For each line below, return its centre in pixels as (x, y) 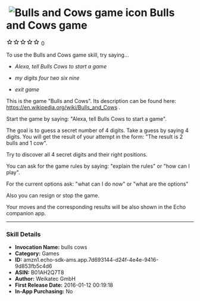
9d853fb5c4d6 (33, 266)
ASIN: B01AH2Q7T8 (39, 272)
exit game (27, 89)
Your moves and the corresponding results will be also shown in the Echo (96, 207)
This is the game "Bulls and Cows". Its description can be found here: (91, 101)
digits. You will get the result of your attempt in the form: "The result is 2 (95, 136)
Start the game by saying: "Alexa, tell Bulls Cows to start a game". (86, 118)
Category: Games (37, 253)
